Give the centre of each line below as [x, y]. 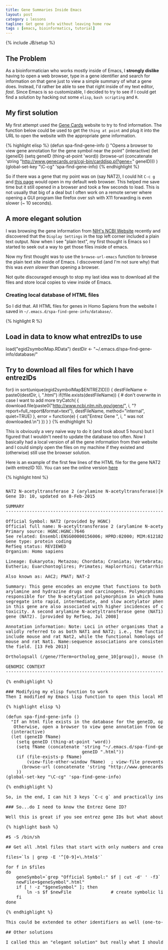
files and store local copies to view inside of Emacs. [59, 282]
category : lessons [26, 19]
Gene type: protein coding [39, 541]
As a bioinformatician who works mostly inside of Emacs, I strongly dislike [82, 70]
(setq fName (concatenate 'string [58, 747]
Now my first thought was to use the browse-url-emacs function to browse [82, 257]
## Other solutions [29, 932]
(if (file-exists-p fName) [49, 757]
